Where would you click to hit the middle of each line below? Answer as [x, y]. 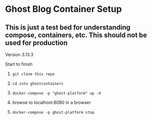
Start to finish [19, 64]
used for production [37, 43]
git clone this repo [33, 74]
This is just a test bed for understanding [68, 27]
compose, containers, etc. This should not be [76, 35]
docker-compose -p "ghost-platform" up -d [57, 93]
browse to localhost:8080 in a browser [52, 102]
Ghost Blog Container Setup [63, 9]
